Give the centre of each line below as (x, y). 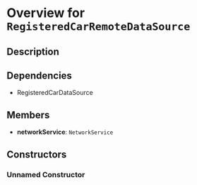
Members (28, 115)
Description (33, 51)
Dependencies (39, 75)
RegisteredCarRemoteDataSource (98, 27)
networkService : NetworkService (65, 132)
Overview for (46, 13)
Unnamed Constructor (46, 174)
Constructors (37, 154)
